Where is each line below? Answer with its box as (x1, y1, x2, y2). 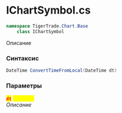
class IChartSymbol (17, 28, 65, 34)
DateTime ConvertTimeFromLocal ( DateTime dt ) (6, 67, 117, 73)
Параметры (6, 81, 42, 89)
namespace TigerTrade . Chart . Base (6, 23, 88, 29)
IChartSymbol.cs (6, 4, 91, 17)
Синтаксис (6, 54, 39, 62)
